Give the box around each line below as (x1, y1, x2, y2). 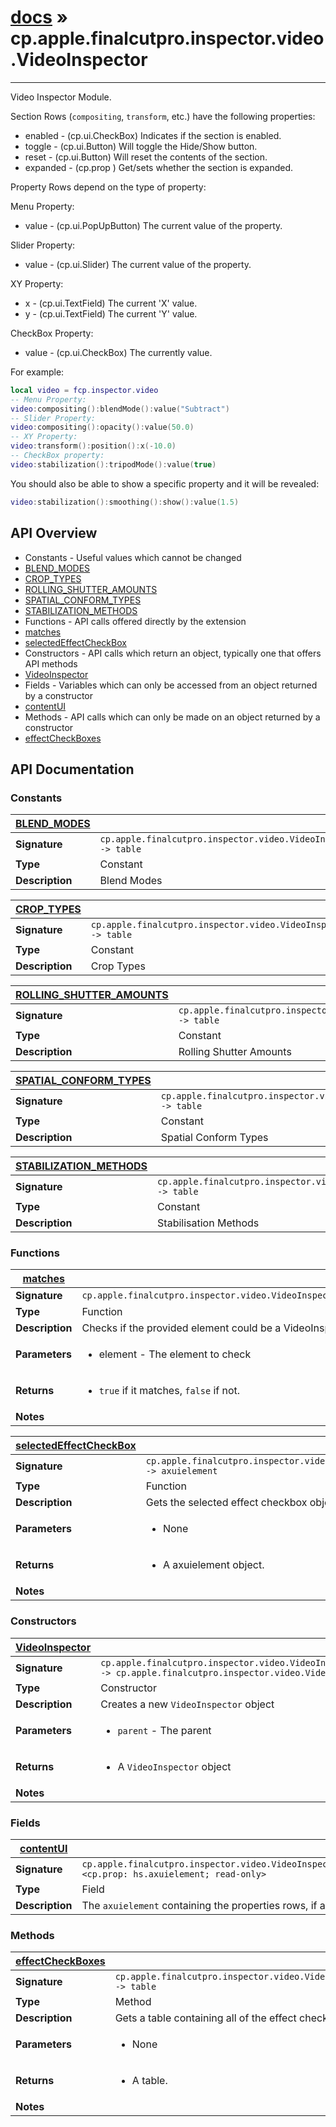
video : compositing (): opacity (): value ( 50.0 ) (10, 422, 195, 433)
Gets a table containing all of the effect (114, 2011, 297, 2025)
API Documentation (10, 761, 135, 778)
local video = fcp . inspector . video (10, 385, 159, 395)
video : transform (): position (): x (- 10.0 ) (10, 441, 177, 451)
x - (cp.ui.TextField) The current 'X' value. (24, 297, 198, 309)
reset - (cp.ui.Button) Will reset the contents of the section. (24, 151, 268, 163)
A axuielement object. (162, 1558, 265, 1572)
